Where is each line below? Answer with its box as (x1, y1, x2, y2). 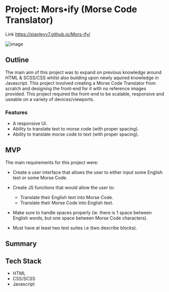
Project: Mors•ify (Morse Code (5, 4, 138, 15)
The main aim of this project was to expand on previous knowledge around (5, 69, 162, 75)
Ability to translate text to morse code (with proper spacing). (12, 126, 139, 132)
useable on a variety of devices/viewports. (5, 96, 95, 102)
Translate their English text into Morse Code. (20, 194, 114, 200)
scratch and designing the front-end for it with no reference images (5, 85, 146, 91)
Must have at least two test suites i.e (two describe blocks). (12, 224, 138, 231)
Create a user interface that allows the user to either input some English (12, 169, 163, 175)
